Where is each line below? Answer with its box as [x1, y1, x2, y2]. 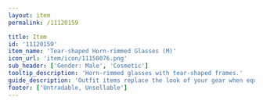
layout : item [8, 11, 51, 20]
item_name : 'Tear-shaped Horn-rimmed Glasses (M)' [8, 48, 177, 56]
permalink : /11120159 [8, 19, 79, 27]
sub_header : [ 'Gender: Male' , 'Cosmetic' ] [8, 62, 149, 70]
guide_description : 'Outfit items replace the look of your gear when [8, 76, 243, 84]
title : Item [8, 33, 47, 41]
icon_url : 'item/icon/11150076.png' [8, 55, 128, 63]
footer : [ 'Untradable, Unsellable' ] [8, 84, 128, 91]
